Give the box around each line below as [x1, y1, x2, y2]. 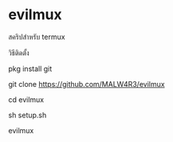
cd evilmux [8, 94, 45, 105]
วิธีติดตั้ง [8, 48, 29, 57]
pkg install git [8, 64, 53, 73]
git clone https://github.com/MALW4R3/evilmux [8, 79, 165, 89]
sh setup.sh [8, 110, 47, 120]
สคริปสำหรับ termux [8, 32, 65, 41]
